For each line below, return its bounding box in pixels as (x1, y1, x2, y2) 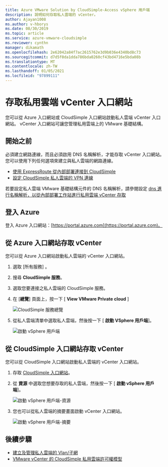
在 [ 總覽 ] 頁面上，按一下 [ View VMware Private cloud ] (12, 296, 129, 302)
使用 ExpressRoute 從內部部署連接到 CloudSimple (12, 168, 116, 175)
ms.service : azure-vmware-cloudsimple (5, 36, 87, 41)
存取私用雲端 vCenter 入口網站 (5, 97, 133, 108)
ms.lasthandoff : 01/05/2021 (5, 69, 65, 74)
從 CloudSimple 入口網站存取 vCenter (5, 345, 124, 353)
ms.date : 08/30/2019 (5, 26, 49, 31)
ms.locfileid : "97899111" (5, 73, 60, 78)
